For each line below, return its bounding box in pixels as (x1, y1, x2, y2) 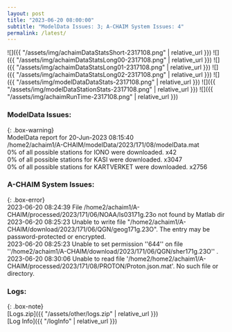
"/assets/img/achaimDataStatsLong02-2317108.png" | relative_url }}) (16, 71, 213, 79)
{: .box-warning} (7, 125, 54, 134)
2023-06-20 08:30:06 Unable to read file (7, 254, 125, 263)
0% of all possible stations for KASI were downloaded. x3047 (7, 155, 182, 164)
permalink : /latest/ (7, 29, 67, 37)
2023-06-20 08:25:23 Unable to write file (7, 218, 126, 226)
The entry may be (159, 225, 210, 233)
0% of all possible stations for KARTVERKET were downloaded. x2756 (7, 162, 208, 171)
